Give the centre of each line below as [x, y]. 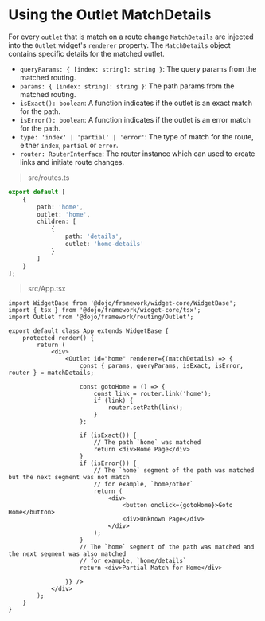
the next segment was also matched [67, 554]
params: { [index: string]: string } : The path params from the [127, 86]
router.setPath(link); [145, 408]
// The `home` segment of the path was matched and [167, 547]
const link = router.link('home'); [153, 394]
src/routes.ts [49, 178]
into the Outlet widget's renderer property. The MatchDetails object [119, 45]
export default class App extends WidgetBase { [89, 331]
